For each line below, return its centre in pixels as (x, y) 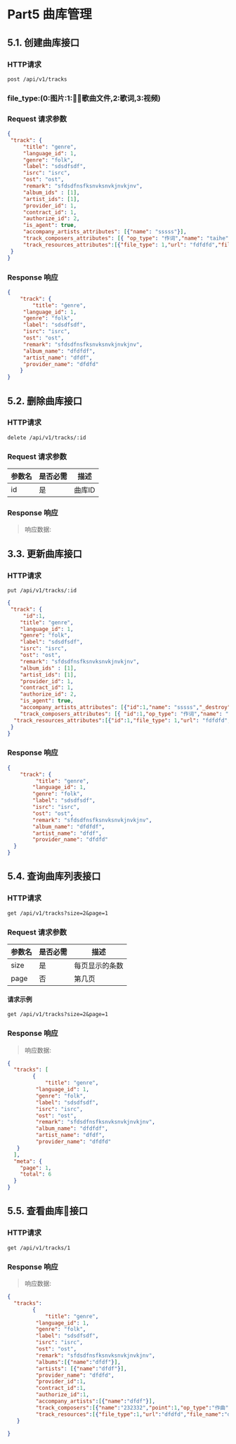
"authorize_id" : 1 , (63, 1395)
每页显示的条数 (99, 965)
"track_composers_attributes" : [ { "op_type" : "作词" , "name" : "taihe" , (127, 239)
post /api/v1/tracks (38, 79)
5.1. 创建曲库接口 (44, 43)
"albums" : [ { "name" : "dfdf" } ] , (78, 1362)
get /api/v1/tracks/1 (39, 1248)
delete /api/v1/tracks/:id (47, 437)
